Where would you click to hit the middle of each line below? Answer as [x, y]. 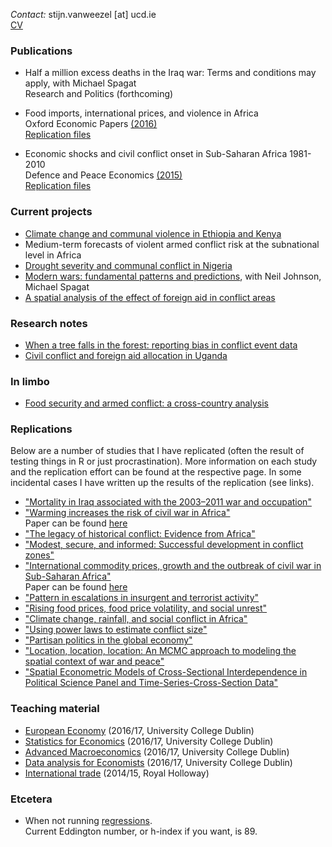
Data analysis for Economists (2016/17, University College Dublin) [158, 762]
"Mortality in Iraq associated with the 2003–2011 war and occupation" [168, 502]
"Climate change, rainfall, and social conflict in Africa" [136, 619]
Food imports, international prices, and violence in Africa [141, 113]
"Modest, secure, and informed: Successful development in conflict [164, 545]
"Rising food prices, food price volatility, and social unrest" [146, 608]
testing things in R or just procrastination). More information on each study [164, 461]
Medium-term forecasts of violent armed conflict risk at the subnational [172, 244]
